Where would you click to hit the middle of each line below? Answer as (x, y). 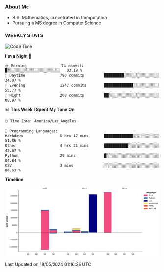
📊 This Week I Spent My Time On (40, 109)
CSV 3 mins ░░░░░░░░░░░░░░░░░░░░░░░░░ (82, 165)
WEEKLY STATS (24, 35)
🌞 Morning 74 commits (44, 66)
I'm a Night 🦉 (18, 56)
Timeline (14, 179)
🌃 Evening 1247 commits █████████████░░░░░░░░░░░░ (82, 85)
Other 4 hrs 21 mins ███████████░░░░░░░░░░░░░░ (82, 146)
